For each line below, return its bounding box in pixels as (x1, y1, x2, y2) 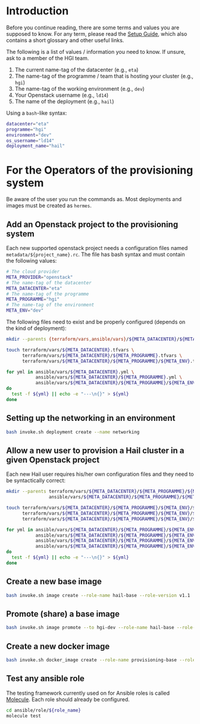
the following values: (6, 257, 57, 264)
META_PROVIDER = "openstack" (6, 274, 73, 280)
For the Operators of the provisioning (6, 163, 193, 177)
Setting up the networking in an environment (6, 413, 176, 423)
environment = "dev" (6, 132, 52, 138)
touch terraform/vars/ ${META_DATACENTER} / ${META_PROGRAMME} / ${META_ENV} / (6, 505, 193, 511)
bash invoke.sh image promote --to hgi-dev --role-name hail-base (6, 625, 174, 631)
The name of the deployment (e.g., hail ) (14, 97, 114, 105)
